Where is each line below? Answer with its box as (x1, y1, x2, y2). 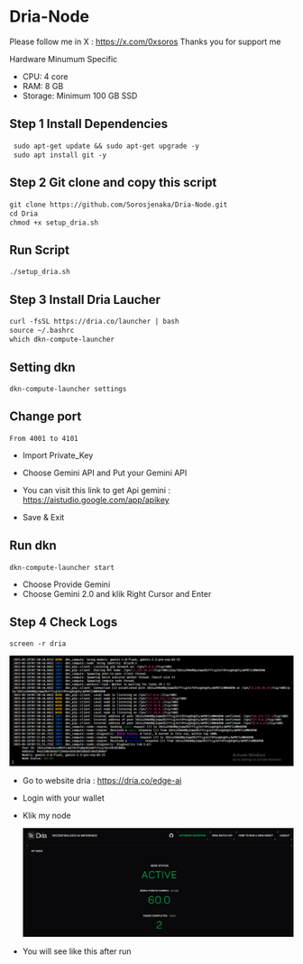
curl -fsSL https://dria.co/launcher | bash (9, 317, 179, 326)
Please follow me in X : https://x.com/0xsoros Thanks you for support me (9, 36, 281, 47)
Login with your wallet (22, 793, 106, 803)
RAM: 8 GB (22, 80, 64, 91)
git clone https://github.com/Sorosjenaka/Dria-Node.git (9, 200, 228, 209)
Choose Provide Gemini (22, 579, 111, 590)
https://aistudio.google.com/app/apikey (22, 494, 170, 505)
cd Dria (9, 209, 39, 218)
